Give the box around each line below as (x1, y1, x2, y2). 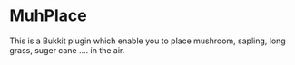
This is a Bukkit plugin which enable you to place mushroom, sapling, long (9, 35, 286, 46)
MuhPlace (9, 5, 88, 26)
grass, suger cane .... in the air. (9, 44, 125, 55)
